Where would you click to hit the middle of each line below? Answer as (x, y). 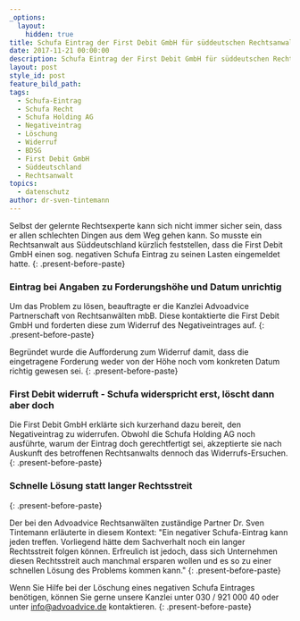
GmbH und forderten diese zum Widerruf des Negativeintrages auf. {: (137, 325)
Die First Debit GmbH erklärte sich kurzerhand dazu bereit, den (125, 424)
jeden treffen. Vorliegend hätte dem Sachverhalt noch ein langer (127, 541)
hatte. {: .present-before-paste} (67, 264)
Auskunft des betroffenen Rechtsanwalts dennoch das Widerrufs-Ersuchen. (149, 453)
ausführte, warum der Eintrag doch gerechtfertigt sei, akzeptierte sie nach (146, 444)
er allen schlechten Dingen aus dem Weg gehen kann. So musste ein (136, 235)
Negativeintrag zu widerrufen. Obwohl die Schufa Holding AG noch (133, 434)
